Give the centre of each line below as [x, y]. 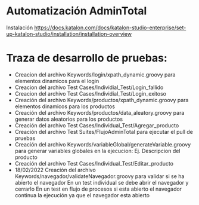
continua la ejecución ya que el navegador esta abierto [82, 195]
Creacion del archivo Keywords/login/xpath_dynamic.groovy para [95, 74]
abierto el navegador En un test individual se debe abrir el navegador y [102, 182]
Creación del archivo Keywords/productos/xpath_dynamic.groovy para [102, 100]
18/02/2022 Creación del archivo [55, 170]
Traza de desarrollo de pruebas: [87, 58]
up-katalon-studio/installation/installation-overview [69, 33]
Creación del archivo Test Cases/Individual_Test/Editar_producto [94, 163]
